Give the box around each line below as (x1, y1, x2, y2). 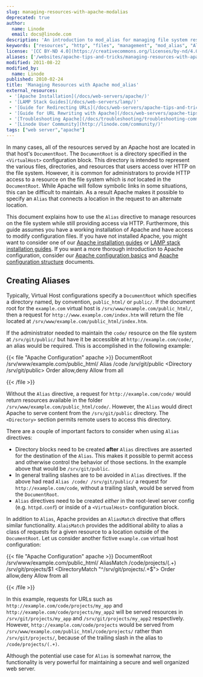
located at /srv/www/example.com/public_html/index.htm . (6, 317, 148, 324)
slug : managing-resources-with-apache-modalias (6, 8, 129, 15)
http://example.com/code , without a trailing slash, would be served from (14, 484, 195, 491)
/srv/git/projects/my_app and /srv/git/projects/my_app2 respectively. (6, 615, 185, 622)
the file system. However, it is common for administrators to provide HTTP (6, 169, 190, 176)
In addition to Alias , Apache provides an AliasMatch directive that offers (6, 515, 185, 522)
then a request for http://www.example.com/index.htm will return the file (6, 311, 184, 318)
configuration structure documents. (6, 258, 95, 265)
